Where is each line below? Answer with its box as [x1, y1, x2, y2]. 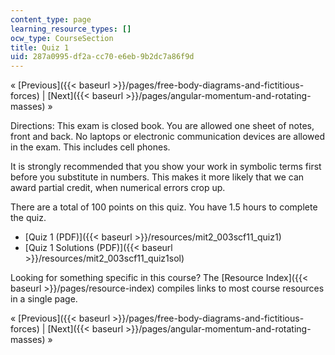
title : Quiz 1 [10, 42, 70, 53]
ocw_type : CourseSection [10, 33, 114, 43]
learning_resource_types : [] [10, 24, 132, 34]
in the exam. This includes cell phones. [10, 141, 171, 153]
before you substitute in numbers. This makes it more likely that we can [10, 171, 305, 183]
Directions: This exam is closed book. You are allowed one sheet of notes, [10, 120, 315, 132]
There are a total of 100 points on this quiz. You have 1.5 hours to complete [10, 201, 318, 213]
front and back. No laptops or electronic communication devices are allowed [10, 131, 325, 143]
